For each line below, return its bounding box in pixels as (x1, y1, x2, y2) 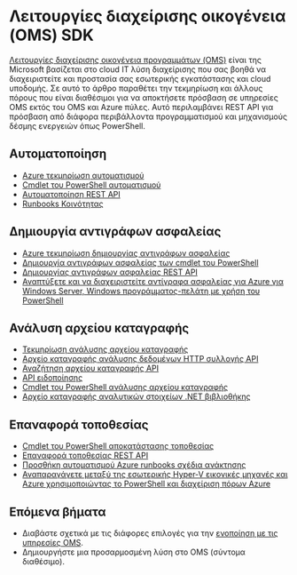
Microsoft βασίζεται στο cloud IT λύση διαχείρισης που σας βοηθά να (9, 64, 267, 75)
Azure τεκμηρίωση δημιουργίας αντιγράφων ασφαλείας (21, 247, 231, 259)
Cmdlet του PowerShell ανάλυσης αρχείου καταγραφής (21, 382, 229, 393)
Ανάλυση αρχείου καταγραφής (9, 320, 190, 335)
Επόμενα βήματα (9, 504, 106, 519)
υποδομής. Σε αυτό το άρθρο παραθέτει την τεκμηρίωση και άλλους (9, 83, 263, 93)
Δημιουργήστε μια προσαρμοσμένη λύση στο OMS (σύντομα (21, 547, 246, 557)
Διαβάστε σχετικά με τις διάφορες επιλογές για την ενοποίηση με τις (21, 528, 278, 539)
